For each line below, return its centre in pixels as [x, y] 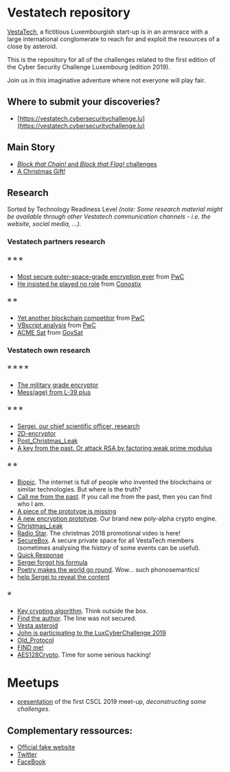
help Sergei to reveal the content [63, 577]
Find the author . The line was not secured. [77, 618]
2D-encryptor [36, 434]
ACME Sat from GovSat [50, 332]
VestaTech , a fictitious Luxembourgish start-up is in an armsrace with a [107, 32]
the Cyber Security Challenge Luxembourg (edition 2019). [89, 67]
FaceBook [31, 762]
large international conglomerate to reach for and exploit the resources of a [113, 38]
